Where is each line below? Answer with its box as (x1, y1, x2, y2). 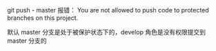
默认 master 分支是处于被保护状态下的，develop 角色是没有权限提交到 (7, 28, 206, 36)
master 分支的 (7, 37, 47, 45)
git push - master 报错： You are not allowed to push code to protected (7, 6, 209, 14)
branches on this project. (7, 14, 79, 22)
